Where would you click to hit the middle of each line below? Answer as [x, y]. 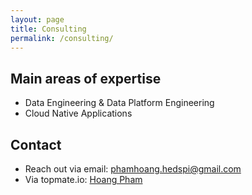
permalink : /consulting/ [62, 38]
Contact [36, 144]
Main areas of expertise [86, 78]
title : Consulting [48, 29]
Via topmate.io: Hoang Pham [83, 179]
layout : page [37, 19]
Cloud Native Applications [78, 113]
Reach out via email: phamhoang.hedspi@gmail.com [133, 169]
